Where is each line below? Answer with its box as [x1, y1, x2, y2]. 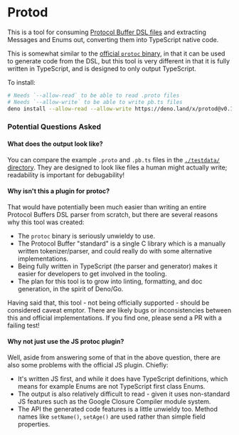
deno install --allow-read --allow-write [7, 105, 132, 112]
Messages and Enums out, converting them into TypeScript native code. [7, 35, 219, 43]
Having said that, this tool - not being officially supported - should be [7, 298, 210, 307]
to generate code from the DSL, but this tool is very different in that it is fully [7, 56, 230, 65]
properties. [17, 420, 51, 429]
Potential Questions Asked [7, 122, 102, 132]
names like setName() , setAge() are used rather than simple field [17, 412, 206, 421]
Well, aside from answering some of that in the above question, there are [7, 353, 221, 362]
